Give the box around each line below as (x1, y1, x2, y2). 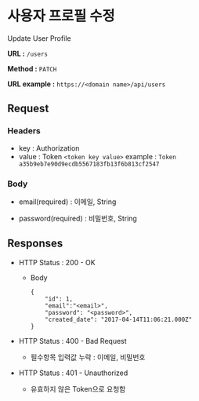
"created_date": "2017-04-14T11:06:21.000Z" (45, 315, 193, 323)
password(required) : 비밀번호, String (18, 213, 138, 223)
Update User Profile (7, 33, 71, 43)
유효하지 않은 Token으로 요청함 (30, 384, 126, 393)
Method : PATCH (7, 64, 57, 73)
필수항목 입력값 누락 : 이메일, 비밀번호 (30, 352, 146, 362)
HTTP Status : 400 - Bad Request (18, 336, 127, 345)
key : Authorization (18, 143, 80, 153)
